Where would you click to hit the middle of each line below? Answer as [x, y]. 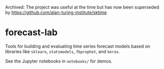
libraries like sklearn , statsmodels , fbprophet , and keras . [63, 51]
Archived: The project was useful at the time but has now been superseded [82, 7]
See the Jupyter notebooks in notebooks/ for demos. [59, 61]
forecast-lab [32, 33]
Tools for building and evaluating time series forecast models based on [78, 46]
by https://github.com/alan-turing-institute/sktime [56, 12]
